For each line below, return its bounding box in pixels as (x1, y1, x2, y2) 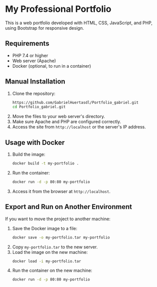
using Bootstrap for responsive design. (5, 25, 84, 31)
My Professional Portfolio (5, 3, 112, 15)
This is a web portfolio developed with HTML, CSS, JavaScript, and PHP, (5, 20, 153, 26)
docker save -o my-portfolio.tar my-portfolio (12, 235, 110, 240)
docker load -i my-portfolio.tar (12, 258, 81, 264)
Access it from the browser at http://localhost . (12, 188, 111, 194)
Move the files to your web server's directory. (12, 114, 105, 120)
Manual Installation (5, 78, 66, 86)
